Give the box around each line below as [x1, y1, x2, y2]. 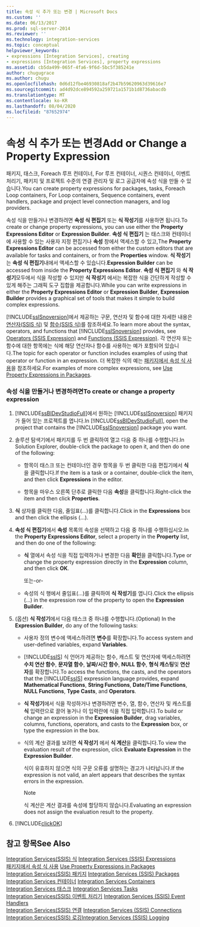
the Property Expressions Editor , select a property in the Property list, [14, 533, 189, 540]
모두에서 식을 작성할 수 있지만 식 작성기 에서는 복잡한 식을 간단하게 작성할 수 [15, 274, 192, 282]
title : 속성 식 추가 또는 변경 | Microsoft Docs [6, 8, 118, 15]
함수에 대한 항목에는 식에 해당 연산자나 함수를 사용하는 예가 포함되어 [6, 342, 164, 350]
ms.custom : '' [6, 14, 42, 20]
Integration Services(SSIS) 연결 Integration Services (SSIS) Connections [6, 907, 182, 914]
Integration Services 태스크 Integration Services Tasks [6, 885, 138, 892]
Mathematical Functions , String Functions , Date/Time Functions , [23, 681, 187, 688]
